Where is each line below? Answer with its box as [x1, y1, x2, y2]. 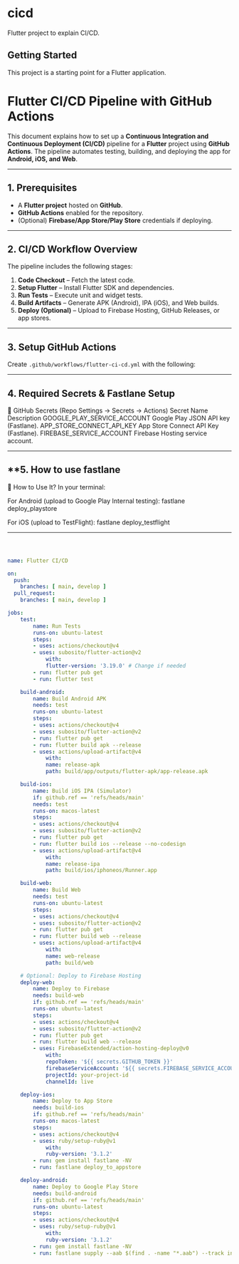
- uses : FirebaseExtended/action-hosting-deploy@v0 [33, 1045, 190, 1052]
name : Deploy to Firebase [33, 985, 110, 993]
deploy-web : [20, 978, 55, 986]
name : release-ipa [45, 860, 100, 867]
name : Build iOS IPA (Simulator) [33, 787, 132, 794]
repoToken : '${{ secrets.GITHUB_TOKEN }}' [45, 1058, 174, 1065]
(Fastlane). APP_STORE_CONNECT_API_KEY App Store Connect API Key [7, 421, 219, 430]
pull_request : [14, 590, 55, 597]
